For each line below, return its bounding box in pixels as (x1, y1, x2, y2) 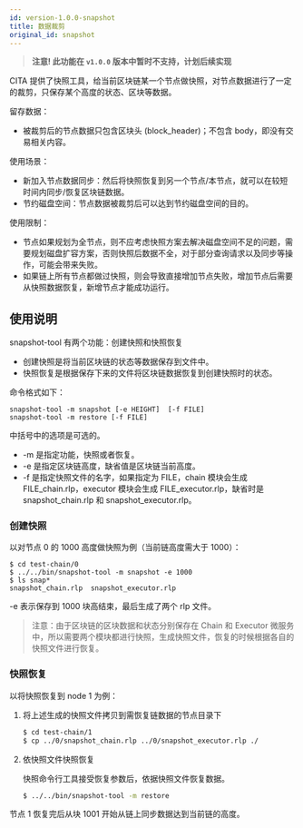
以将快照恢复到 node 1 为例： (9, 690, 118, 701)
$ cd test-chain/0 (9, 560, 79, 569)
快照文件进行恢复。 (31, 643, 104, 654)
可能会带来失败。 (38, 260, 103, 271)
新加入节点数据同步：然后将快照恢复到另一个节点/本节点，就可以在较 (22, 175, 280, 186)
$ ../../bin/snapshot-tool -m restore (22, 791, 170, 800)
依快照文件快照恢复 (22, 754, 95, 764)
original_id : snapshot (9, 30, 95, 39)
